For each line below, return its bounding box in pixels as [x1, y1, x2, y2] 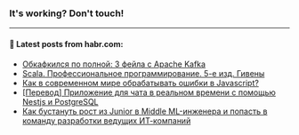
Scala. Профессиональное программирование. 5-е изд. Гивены [21, 67, 265, 78]
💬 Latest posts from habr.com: [9, 38, 124, 49]
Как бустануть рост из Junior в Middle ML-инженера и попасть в [21, 106, 268, 116]
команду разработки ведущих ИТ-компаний [21, 115, 191, 126]
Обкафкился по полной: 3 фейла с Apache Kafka [21, 59, 206, 69]
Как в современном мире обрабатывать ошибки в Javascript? [21, 77, 260, 88]
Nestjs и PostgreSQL [21, 96, 100, 107]
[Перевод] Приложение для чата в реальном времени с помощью [21, 87, 276, 98]
